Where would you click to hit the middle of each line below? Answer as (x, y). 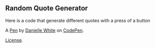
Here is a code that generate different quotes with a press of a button (78, 20)
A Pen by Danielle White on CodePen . (44, 30)
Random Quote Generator (46, 8)
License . (14, 40)
